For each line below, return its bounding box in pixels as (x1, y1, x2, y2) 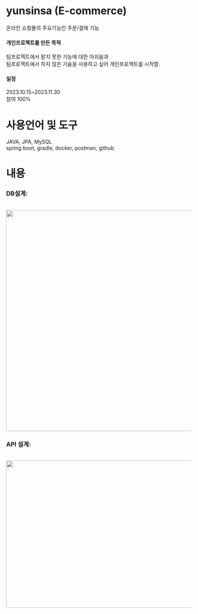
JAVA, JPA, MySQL (6, 138, 52, 146)
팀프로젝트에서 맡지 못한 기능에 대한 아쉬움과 (6, 53, 109, 60)
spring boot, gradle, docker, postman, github (6, 144, 115, 151)
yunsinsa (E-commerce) (6, 4, 127, 18)
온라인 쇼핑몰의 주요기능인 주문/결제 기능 (6, 24, 100, 31)
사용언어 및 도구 (6, 118, 78, 132)
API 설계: (6, 440, 31, 448)
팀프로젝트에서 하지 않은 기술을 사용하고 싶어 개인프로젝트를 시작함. (6, 61, 160, 68)
